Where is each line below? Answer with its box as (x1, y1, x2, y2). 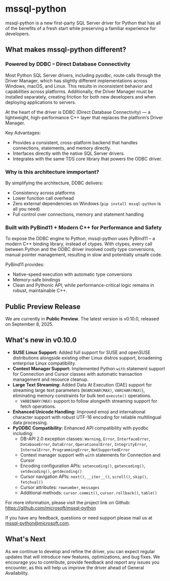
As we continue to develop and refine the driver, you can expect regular (5, 548, 155, 554)
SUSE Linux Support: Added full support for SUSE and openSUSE (12, 349, 151, 356)
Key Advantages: (5, 130, 41, 136)
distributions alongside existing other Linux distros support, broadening (12, 354, 162, 361)
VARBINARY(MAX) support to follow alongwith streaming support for (20, 398, 157, 404)
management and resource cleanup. (12, 376, 89, 382)
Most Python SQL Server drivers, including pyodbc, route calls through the (5, 72, 161, 78)
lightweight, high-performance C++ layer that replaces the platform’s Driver (5, 114, 163, 120)
